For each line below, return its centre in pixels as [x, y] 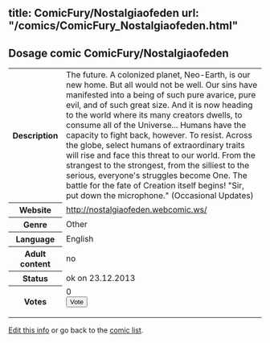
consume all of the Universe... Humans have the [156, 126]
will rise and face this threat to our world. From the [160, 155]
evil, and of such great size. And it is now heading [159, 105]
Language [35, 239]
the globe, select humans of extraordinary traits [155, 146]
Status [35, 279]
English [80, 238]
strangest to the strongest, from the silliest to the [157, 166]
